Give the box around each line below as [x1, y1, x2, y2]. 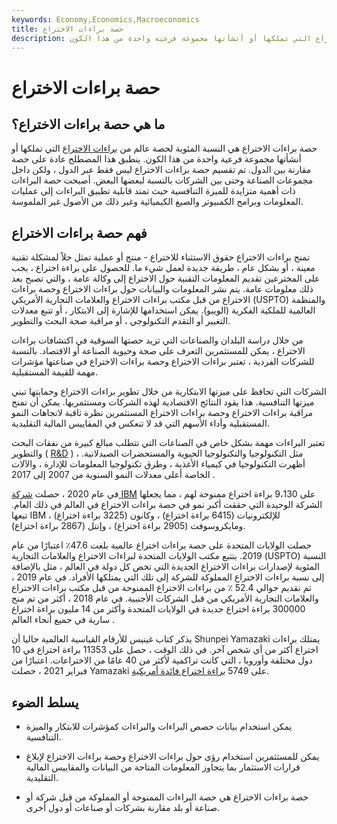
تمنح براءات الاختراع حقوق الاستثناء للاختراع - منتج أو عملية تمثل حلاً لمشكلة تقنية [11, 251, 311, 263]
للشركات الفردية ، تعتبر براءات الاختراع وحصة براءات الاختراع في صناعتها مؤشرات [11, 356, 315, 368]
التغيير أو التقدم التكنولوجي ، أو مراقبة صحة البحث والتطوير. [11, 315, 231, 327]
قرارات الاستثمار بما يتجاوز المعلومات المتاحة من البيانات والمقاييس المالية [25, 761, 301, 773]
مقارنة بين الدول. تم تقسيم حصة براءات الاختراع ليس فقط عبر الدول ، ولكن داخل [11, 164, 312, 176]
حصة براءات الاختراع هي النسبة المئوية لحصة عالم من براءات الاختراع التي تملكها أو [11, 142, 318, 155]
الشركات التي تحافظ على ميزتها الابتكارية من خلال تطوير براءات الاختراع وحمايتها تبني [11, 386, 327, 398]
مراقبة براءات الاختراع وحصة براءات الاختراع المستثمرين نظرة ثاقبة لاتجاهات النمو [11, 407, 314, 419]
